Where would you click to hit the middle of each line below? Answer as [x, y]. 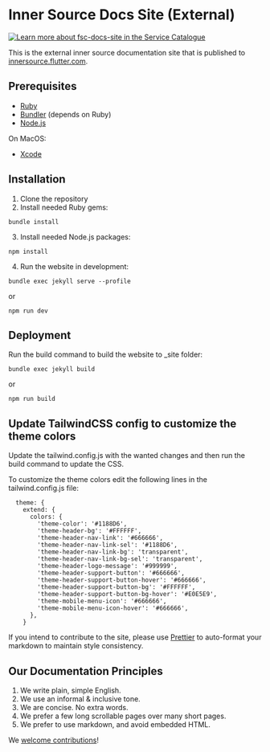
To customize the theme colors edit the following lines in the [108, 480]
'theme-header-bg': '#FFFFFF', [90, 531]
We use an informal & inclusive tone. [80, 699]
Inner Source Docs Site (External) [122, 15]
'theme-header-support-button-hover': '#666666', [122, 580]
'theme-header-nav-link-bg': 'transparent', [113, 552]
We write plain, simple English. [71, 690]
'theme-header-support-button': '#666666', [111, 573]
